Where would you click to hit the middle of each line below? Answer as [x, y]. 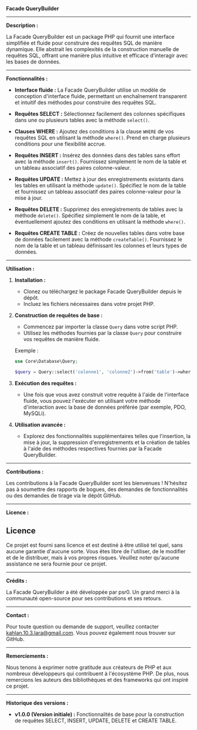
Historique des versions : [37, 703]
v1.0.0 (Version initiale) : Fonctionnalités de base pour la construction [99, 714]
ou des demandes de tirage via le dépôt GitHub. [64, 495]
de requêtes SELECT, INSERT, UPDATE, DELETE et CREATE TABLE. [96, 720]
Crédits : [17, 580]
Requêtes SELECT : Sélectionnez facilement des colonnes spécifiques [100, 114]
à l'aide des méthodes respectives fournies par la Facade [93, 448]
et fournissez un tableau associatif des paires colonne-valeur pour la [98, 191]
